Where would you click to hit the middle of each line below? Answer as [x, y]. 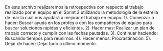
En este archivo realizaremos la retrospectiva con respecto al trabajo [74, 7]
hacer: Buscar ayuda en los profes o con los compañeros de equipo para [79, 23]
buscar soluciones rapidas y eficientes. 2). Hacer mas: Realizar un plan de [80, 28]
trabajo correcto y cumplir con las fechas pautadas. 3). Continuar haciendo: [81, 33]
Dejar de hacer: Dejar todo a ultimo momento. [51, 43]
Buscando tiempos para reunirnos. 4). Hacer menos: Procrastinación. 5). [78, 38]
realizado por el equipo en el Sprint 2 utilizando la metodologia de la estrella [81, 12]
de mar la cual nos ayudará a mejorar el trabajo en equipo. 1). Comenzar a [80, 17]
